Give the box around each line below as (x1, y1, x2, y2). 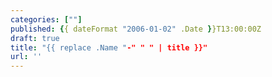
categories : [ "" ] (10, 14, 83, 25)
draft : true (10, 33, 60, 43)
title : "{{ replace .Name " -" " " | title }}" (10, 42, 208, 53)
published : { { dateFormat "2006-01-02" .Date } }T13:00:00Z (10, 24, 262, 34)
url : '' (10, 52, 43, 62)
